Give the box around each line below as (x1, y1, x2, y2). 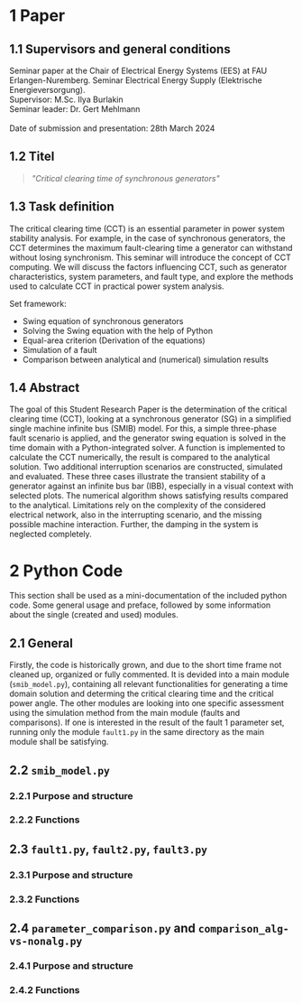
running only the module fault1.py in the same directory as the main (9, 727, 264, 738)
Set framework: (9, 298, 67, 309)
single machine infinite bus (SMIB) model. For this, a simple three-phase (9, 423, 278, 434)
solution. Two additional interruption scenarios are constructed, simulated (9, 461, 283, 472)
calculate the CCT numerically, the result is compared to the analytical (9, 452, 270, 463)
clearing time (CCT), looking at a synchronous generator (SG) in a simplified (9, 413, 291, 424)
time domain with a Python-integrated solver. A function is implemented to (9, 442, 286, 453)
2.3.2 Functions (9, 893, 80, 905)
